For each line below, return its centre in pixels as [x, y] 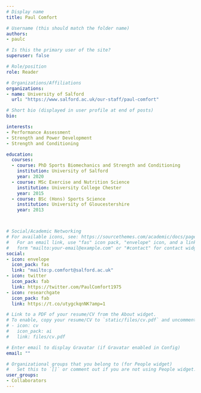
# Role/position [26, 66]
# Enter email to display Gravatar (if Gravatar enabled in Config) [93, 347]
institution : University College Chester [69, 188]
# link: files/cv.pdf [36, 337]
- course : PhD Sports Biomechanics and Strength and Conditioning [96, 165]
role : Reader [22, 72]
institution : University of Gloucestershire [73, 204]
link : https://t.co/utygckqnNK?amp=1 [59, 304]
